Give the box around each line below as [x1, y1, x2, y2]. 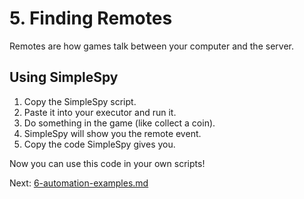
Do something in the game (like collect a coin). [23, 117, 216, 129]
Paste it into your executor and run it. [23, 106, 177, 118]
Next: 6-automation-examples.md [9, 177, 149, 189]
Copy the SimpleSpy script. [23, 95, 137, 107]
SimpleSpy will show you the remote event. [23, 127, 202, 139]
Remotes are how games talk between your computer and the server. [9, 40, 294, 52]
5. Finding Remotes [9, 7, 173, 30]
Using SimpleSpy [9, 69, 119, 86]
